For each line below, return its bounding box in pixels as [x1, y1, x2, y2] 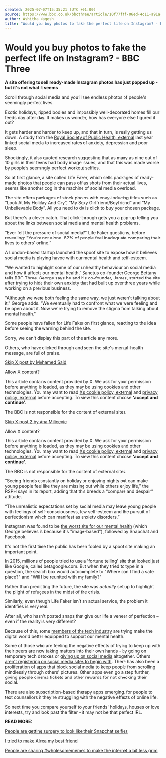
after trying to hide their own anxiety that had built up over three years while [5, 280, 160, 286]
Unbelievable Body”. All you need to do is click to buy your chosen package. [5, 205, 161, 211]
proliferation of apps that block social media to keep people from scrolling [5, 664, 156, 670]
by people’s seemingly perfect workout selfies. [5, 165, 100, 171]
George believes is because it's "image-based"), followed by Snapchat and [5, 529, 158, 535]
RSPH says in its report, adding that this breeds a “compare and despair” [5, 488, 153, 494]
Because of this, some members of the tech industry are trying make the [5, 628, 153, 634]
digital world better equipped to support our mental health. [5, 633, 124, 639]
